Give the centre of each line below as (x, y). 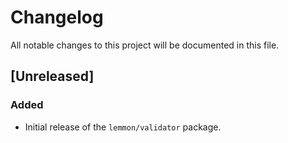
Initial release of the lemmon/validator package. (123, 127)
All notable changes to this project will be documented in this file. (145, 45)
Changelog (57, 17)
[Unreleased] (52, 76)
